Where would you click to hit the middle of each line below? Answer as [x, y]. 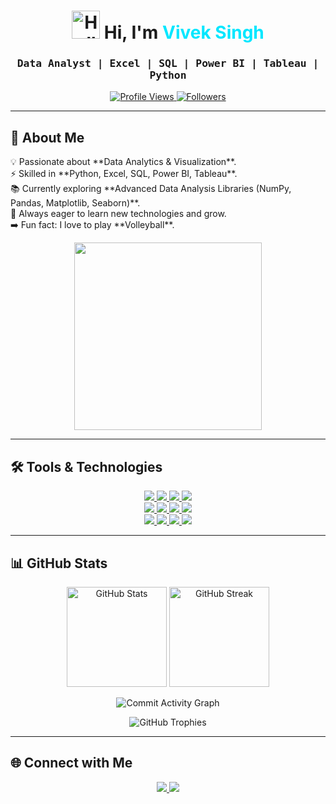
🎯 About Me [47, 137]
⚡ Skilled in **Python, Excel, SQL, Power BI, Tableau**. [124, 174]
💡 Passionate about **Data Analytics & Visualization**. [123, 162]
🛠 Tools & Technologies [86, 466]
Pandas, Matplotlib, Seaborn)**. [75, 203]
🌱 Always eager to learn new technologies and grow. [118, 214]
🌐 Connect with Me [71, 763]
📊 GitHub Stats [59, 563]
